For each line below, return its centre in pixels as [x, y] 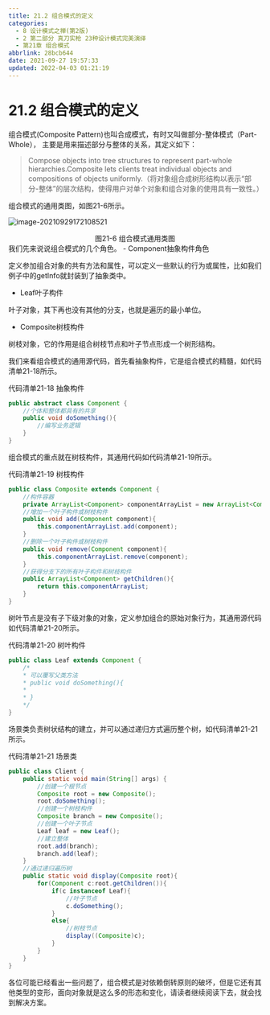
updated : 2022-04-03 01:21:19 [59, 68]
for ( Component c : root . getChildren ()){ [102, 884]
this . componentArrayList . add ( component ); [108, 527]
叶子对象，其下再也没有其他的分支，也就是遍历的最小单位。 [107, 310]
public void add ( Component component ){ [90, 520]
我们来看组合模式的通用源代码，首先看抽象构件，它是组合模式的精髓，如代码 [135, 361]
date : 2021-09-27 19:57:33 [53, 61]
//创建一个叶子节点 [65, 824]
